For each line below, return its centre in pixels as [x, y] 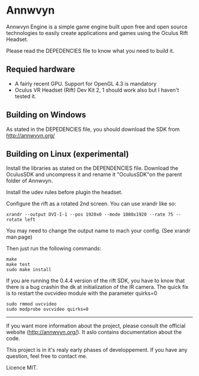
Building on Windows [46, 115]
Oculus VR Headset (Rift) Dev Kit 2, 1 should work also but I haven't [97, 90]
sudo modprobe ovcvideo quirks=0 [47, 309]
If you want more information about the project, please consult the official [96, 326]
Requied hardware [41, 70]
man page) [19, 237]
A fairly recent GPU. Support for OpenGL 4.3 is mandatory [86, 83]
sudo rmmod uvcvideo [32, 304]
